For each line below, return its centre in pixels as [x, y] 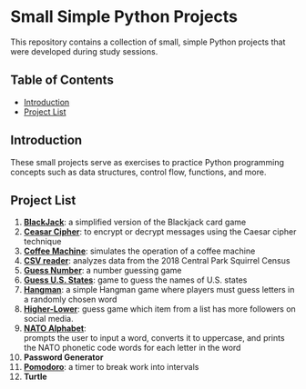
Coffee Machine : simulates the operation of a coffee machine [139, 251]
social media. [48, 319]
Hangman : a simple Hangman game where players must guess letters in [159, 290]
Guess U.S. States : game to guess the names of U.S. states [135, 280]
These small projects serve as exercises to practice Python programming [148, 162]
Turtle [36, 377]
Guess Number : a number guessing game [102, 271]
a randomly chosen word [70, 299]
